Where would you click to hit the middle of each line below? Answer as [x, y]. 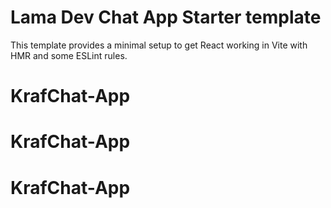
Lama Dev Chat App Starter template [166, 17]
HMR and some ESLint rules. [69, 55]
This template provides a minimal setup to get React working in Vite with [159, 45]
